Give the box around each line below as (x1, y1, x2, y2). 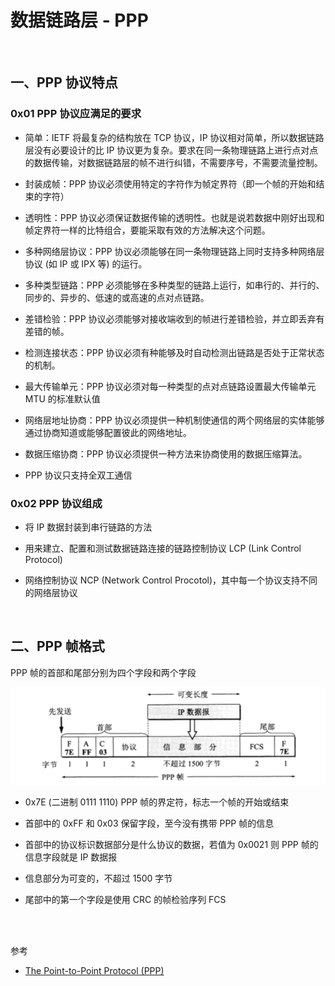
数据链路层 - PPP (10, 9, 149, 32)
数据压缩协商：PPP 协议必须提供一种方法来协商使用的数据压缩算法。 (24, 447, 308, 460)
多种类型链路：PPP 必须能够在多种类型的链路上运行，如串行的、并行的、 (24, 279, 325, 291)
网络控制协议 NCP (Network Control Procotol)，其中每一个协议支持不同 (24, 574, 318, 586)
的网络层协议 (24, 586, 78, 598)
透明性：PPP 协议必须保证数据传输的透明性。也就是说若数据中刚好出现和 (24, 211, 325, 223)
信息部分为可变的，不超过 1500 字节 (24, 872, 173, 885)
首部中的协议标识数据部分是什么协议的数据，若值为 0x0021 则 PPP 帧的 (24, 839, 319, 851)
